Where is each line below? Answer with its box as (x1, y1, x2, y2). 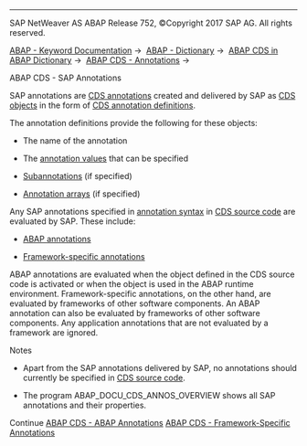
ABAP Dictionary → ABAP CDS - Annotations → (9, 55, 190, 65)
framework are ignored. (9, 327, 99, 338)
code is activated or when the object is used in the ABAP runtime (9, 279, 254, 289)
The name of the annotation (22, 135, 128, 146)
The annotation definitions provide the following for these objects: (9, 118, 258, 128)
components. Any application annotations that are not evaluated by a (9, 317, 269, 328)
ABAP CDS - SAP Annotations (9, 72, 122, 83)
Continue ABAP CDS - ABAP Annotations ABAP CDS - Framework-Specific (9, 418, 291, 428)
